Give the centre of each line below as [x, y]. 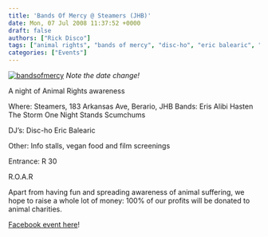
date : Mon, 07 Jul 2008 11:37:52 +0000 [75, 23]
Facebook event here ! [44, 225]
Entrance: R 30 [33, 161]
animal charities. [35, 209]
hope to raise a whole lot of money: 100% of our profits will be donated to [129, 201]
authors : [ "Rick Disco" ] [49, 38]
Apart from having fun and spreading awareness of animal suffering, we [126, 192]
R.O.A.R [21, 177]
